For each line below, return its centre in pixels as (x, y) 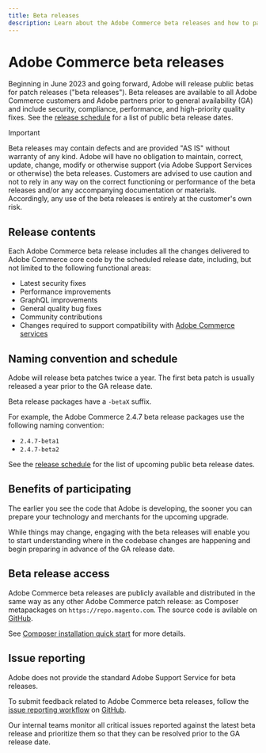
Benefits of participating (70, 489)
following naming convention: (56, 425)
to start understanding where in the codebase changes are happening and (129, 540)
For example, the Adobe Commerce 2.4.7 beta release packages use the (126, 417)
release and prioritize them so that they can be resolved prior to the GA (124, 733)
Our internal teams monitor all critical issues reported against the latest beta (132, 724)
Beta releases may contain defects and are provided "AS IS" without (119, 148)
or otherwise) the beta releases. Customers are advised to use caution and (130, 173)
